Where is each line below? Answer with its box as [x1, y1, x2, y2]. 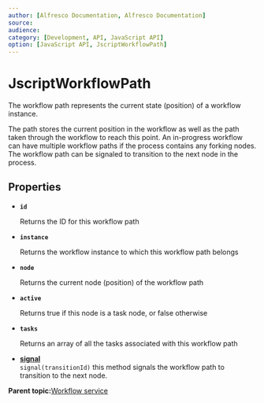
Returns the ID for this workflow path [19, 216, 139, 226]
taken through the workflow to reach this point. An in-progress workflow [8, 133, 243, 142]
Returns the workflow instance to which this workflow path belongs [19, 247, 239, 257]
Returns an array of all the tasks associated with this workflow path [19, 338, 238, 348]
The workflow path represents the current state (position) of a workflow [8, 101, 242, 110]
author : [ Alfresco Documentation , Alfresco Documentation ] [8, 11, 206, 20]
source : [8, 19, 34, 27]
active [19, 294, 42, 302]
